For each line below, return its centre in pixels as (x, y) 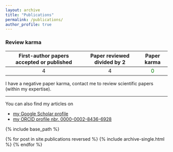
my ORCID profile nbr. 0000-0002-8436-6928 (62, 119)
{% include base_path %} (32, 129)
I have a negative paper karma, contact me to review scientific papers (79, 83)
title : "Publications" (30, 15)
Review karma (23, 43)
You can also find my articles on (39, 104)
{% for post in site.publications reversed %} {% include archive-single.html (85, 139)
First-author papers (44, 55)
